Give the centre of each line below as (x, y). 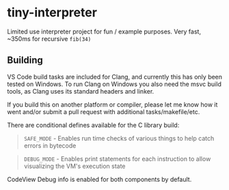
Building (25, 60)
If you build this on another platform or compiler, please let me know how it (112, 105)
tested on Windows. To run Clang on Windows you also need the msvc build (114, 84)
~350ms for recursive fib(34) (49, 38)
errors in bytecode (50, 146)
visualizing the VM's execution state (75, 166)
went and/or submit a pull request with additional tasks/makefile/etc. (104, 111)
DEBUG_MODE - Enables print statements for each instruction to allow (117, 159)
